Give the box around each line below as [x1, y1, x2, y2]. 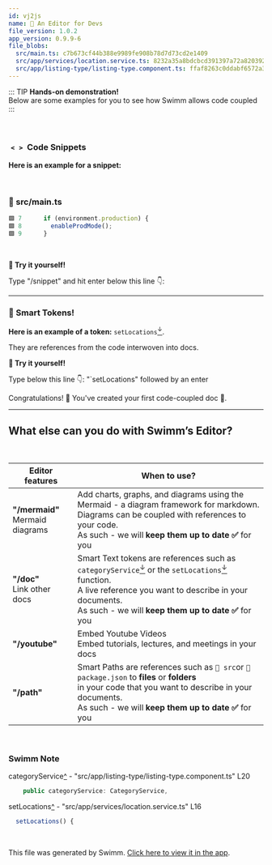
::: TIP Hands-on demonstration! [8, 87, 119, 96]
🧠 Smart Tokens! [8, 307, 75, 318]
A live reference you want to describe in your [77, 585, 249, 596]
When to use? [141, 470, 196, 481]
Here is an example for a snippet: [8, 160, 121, 170]
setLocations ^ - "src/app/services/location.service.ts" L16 [8, 802, 202, 812]
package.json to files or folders [77, 671, 197, 683]
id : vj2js [8, 11, 42, 20]
